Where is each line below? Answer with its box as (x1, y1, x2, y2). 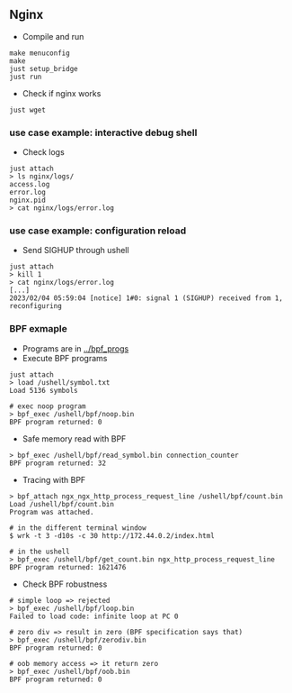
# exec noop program (9, 401, 87, 411)
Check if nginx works (22, 87, 102, 98)
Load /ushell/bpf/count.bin (9, 499, 115, 508)
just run (9, 72, 42, 81)
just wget (9, 105, 47, 114)
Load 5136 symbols (9, 386, 78, 395)
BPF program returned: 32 (9, 459, 106, 468)
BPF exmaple (9, 323, 67, 335)
